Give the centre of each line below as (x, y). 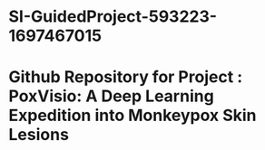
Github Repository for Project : (126, 77)
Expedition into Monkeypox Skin (132, 116)
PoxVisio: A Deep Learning (111, 96)
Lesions (39, 135)
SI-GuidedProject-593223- (113, 17)
